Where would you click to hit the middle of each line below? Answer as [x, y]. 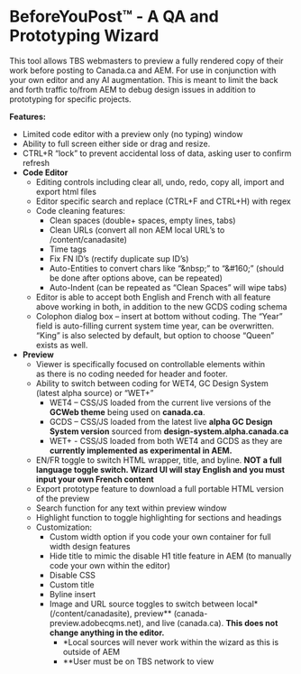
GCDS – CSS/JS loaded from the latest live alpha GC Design [161, 421]
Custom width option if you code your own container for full [160, 536]
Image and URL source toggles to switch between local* [154, 604]
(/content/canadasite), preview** [110, 613]
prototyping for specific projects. [71, 99]
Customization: [64, 527]
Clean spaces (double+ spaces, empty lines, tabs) [142, 220]
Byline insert [73, 594]
